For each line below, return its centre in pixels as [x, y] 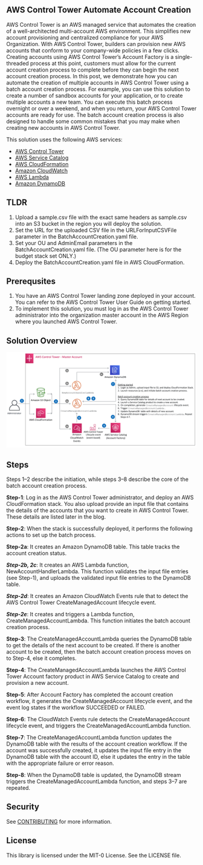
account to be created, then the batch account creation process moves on [99, 652]
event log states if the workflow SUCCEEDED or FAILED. [76, 708]
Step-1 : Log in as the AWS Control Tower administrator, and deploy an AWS [100, 497]
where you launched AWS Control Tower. [66, 321]
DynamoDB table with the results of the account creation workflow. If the [97, 744]
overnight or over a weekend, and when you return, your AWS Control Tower [101, 108]
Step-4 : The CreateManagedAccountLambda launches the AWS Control [96, 670]
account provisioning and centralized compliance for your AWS [85, 37]
